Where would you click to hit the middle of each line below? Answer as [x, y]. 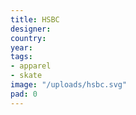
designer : [31, 29]
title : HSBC [35, 19]
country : [28, 38]
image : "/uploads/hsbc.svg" [69, 85]
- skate [26, 76]
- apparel [31, 66]
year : [21, 47]
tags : [21, 57]
